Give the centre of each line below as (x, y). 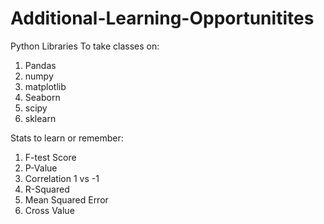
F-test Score (50, 157)
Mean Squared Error (66, 199)
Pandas (40, 65)
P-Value (41, 168)
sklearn (40, 118)
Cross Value (49, 210)
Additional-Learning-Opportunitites (162, 18)
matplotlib (45, 86)
